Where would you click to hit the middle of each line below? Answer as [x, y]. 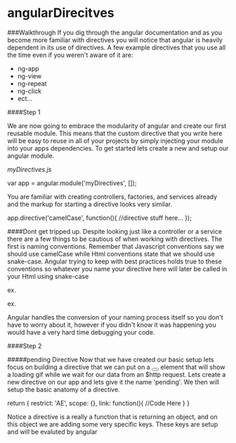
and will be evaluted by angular [52, 432]
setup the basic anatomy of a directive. [64, 389]
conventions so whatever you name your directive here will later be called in [117, 268]
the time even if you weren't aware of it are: [70, 55]
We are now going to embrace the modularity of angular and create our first [117, 125]
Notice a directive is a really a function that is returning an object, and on [112, 416]
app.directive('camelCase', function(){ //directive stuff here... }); [99, 218]
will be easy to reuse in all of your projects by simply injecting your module [115, 141]
